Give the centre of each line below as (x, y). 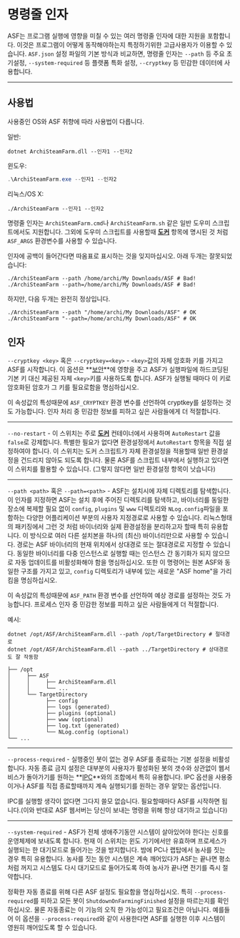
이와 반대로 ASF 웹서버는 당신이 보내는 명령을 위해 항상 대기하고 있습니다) (125, 810)
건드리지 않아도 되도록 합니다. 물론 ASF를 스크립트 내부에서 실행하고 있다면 (125, 460)
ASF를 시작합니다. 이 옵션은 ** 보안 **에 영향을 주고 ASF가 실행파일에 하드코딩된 (118, 369)
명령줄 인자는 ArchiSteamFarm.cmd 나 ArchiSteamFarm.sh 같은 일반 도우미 (109, 223)
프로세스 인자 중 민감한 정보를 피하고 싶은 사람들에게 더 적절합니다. (126, 604)
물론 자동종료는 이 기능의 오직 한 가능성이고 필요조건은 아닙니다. (122, 910)
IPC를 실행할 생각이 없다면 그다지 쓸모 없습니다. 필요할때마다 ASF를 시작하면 (114, 802)
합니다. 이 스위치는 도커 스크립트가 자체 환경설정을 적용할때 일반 (120, 451)
